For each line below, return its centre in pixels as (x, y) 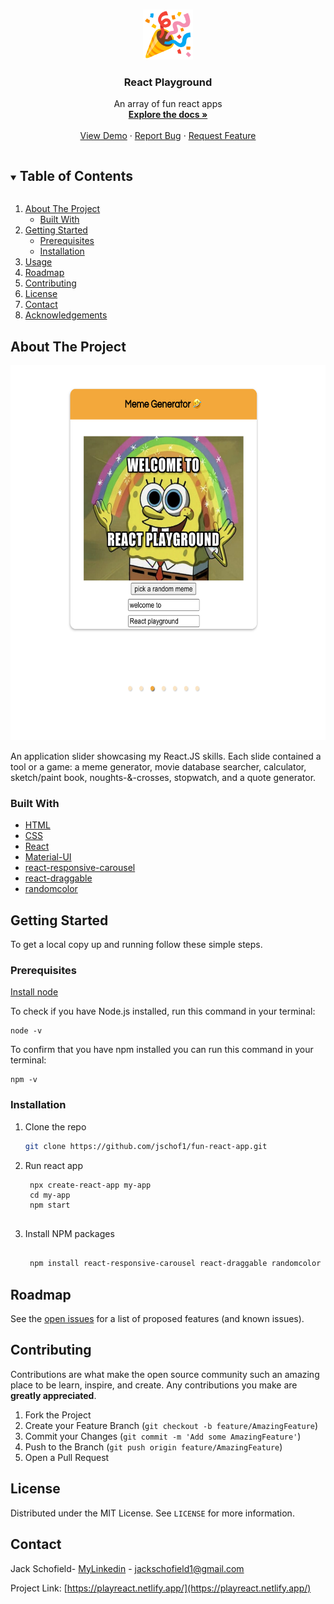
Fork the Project (58, 1415)
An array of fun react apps (168, 104)
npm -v (24, 1080)
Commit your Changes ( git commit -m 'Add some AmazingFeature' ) (163, 1436)
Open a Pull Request (67, 1457)
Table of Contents (76, 175)
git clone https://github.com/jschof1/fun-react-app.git (146, 1146)
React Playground (168, 82)
